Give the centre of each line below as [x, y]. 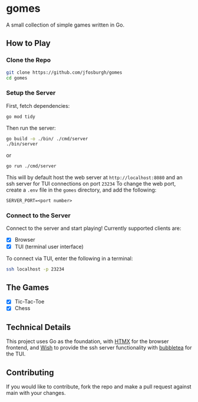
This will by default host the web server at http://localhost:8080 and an [94, 177]
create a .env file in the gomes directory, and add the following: [81, 190]
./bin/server [22, 144]
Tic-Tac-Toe [29, 302]
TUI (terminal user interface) [49, 246]
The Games [27, 287]
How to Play [29, 43]
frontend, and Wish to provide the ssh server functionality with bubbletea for [99, 348]
